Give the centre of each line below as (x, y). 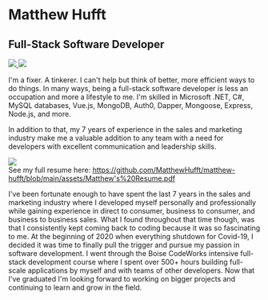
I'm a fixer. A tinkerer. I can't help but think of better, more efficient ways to (132, 80)
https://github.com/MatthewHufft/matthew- (164, 170)
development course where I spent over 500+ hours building (128, 262)
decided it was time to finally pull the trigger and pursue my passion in (124, 245)
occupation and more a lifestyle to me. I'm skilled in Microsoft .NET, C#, (126, 97)
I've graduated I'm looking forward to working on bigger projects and (122, 279)
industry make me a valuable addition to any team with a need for (116, 138)
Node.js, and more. (40, 114)
